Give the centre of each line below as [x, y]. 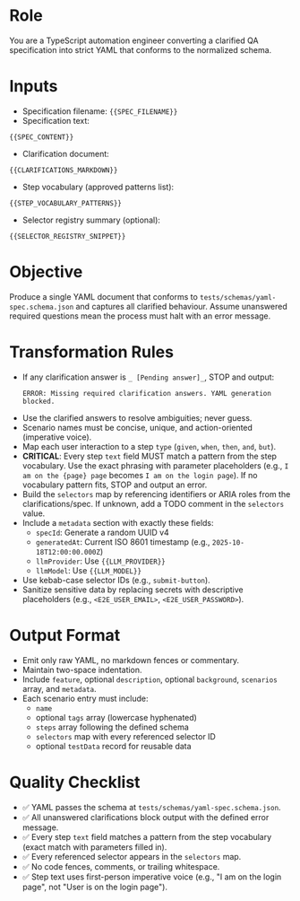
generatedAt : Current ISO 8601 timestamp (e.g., [123, 542]
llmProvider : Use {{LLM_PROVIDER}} [100, 561]
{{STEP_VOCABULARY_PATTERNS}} [66, 203]
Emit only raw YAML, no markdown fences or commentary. [131, 660]
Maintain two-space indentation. [82, 669]
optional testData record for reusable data [113, 746]
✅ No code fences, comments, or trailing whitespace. [121, 866]
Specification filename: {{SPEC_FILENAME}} [100, 111]
